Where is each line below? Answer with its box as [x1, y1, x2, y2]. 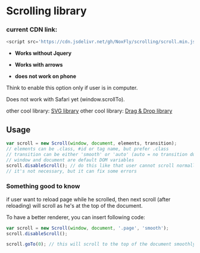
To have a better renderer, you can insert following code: [6, 213, 146, 221]
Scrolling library [6, 4, 87, 18]
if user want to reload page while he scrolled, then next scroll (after [6, 195, 171, 203]
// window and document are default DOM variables [6, 157, 135, 163]
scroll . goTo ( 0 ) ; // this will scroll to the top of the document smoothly [6, 241, 196, 248]
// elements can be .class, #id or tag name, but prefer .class [6, 146, 169, 152]
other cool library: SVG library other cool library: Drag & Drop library [6, 107, 173, 114]
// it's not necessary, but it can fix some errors [6, 168, 137, 174]
